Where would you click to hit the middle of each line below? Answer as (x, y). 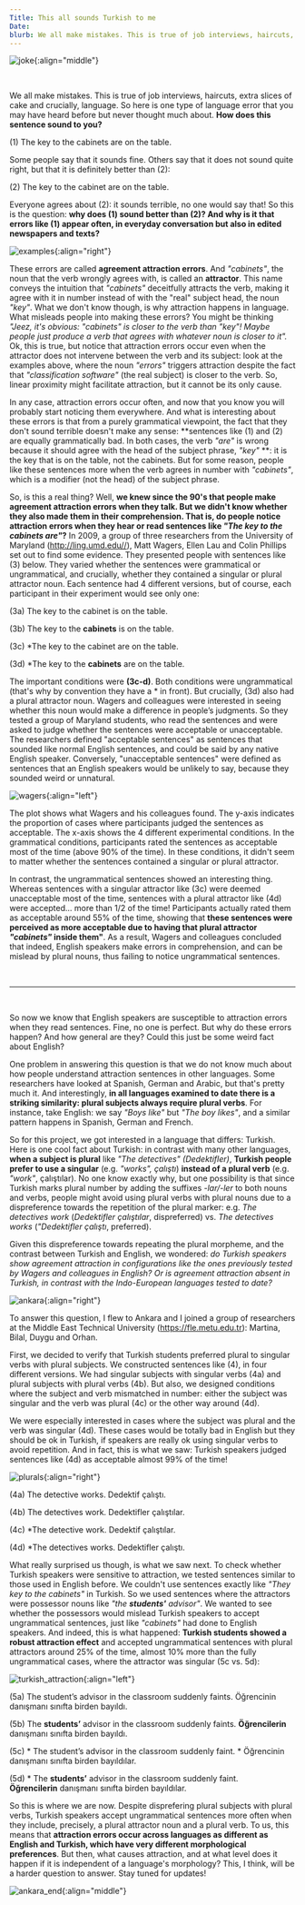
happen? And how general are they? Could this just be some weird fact (142, 1037)
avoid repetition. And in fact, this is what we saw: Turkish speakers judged (148, 1450)
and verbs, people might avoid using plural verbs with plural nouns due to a (150, 1198)
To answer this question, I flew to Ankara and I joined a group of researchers (152, 1318)
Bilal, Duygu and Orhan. (54, 1337)
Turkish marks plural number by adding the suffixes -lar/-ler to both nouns (148, 1188)
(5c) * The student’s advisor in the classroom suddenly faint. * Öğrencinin (147, 1751)
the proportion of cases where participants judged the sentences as (137, 823)
